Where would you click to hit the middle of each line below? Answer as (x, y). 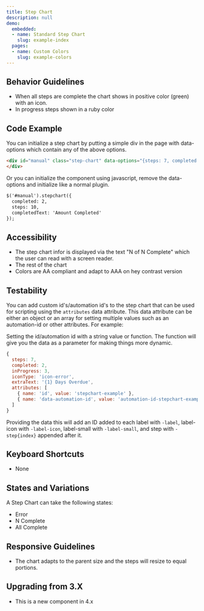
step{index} (21, 436)
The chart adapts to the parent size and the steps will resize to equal (101, 561)
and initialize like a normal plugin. (68, 184)
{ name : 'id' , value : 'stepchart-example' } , (76, 394)
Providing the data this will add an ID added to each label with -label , (93, 422)
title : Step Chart (29, 12)
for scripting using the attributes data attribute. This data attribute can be (99, 312)
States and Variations (48, 488)
